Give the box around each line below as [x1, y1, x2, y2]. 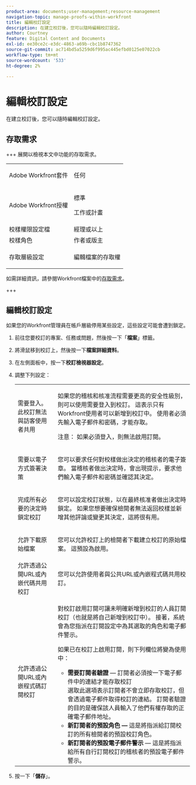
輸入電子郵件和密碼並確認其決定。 [63, 473, 157, 481]
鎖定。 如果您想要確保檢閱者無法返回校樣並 [57, 504, 176, 512]
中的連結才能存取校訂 [73, 677, 132, 686]
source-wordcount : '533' [6, 57, 66, 63]
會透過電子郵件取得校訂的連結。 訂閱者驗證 [67, 695, 186, 703]
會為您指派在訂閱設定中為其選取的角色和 [57, 622, 169, 630]
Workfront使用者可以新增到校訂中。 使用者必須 [57, 409, 187, 417]
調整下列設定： [14, 371, 51, 378]
